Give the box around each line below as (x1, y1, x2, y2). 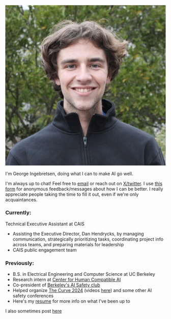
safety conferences (12, 293, 54, 299)
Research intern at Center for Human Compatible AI (12, 277, 121, 283)
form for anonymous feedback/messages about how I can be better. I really (5, 186, 163, 192)
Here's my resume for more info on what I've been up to (12, 298, 131, 304)
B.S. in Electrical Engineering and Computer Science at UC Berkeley (12, 271, 155, 277)
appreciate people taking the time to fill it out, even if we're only (5, 191, 139, 197)
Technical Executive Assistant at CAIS (5, 221, 85, 227)
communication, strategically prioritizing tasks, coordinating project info (12, 236, 164, 242)
